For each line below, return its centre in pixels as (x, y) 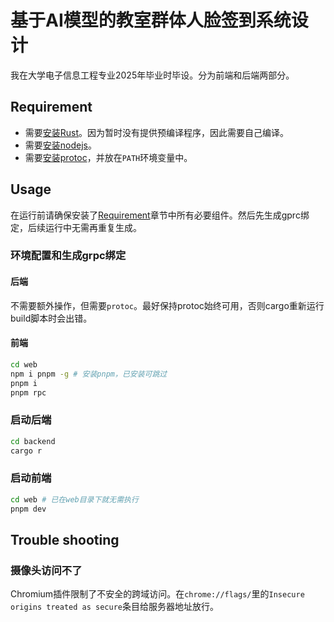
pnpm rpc (28, 392)
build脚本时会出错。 (51, 318)
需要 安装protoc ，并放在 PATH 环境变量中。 (108, 157)
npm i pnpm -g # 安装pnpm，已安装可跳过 (89, 374)
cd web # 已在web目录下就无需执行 (74, 499)
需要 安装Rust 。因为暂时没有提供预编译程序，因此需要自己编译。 (157, 132)
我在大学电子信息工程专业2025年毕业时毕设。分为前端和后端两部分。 (152, 75)
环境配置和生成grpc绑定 (68, 256)
